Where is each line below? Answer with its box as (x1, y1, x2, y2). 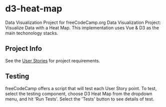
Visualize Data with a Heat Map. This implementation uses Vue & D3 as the (5, 24, 159, 30)
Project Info (5, 44, 42, 53)
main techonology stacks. (5, 30, 58, 36)
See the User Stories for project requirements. (5, 58, 100, 64)
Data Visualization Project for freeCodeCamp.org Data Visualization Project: (5, 19, 161, 25)
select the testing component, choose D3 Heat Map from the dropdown (5, 91, 152, 97)
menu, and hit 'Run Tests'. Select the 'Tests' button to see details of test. (5, 96, 154, 102)
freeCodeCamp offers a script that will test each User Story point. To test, (5, 85, 157, 91)
